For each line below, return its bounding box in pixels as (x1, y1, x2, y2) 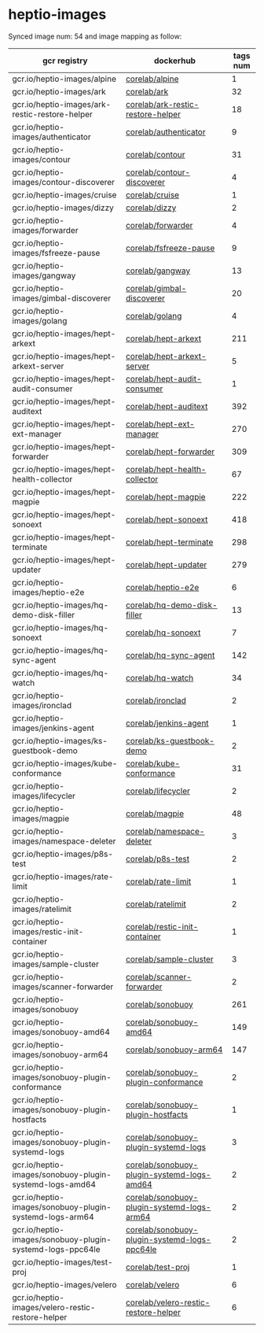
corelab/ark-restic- (125, 98, 200, 109)
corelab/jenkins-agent (125, 718, 210, 729)
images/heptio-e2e (12, 586, 85, 597)
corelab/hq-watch (125, 672, 194, 683)
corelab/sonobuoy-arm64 (125, 1044, 223, 1055)
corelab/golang (125, 310, 182, 321)
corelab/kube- (125, 758, 181, 769)
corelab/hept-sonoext (125, 514, 208, 525)
